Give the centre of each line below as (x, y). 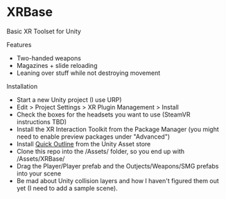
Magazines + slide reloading (57, 65)
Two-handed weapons (49, 58)
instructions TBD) (42, 121)
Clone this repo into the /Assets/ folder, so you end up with (101, 151)
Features (19, 44)
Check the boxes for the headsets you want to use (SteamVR (103, 114)
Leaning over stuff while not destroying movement (88, 73)
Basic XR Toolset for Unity (44, 31)
